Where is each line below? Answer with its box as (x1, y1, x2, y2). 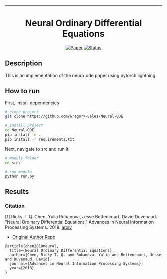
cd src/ (5, 160, 21, 165)
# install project (5, 123, 43, 128)
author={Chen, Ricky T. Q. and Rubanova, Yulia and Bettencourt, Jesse (9, 252, 162, 257)
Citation (5, 202, 25, 209)
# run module (5, 169, 32, 174)
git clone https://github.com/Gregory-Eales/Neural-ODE (5, 114, 123, 119)
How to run (5, 87, 40, 95)
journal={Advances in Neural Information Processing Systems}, (9, 261, 143, 266)
